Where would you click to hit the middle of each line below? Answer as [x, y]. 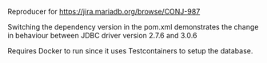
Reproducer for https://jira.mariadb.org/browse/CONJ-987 [104, 12]
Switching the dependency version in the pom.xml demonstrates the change [133, 27]
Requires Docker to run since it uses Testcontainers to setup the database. [130, 51]
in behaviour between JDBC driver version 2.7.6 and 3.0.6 [102, 35]
